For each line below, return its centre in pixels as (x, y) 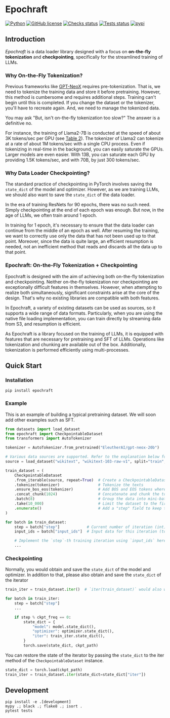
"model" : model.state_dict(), (64, 627)
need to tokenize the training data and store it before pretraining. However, (83, 92)
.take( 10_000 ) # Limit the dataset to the (86, 504)
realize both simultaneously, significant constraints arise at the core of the (82, 292)
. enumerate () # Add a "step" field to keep (88, 508)
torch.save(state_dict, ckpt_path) (61, 646)
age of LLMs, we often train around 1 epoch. (51, 215)
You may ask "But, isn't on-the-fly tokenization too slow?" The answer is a (83, 118)
